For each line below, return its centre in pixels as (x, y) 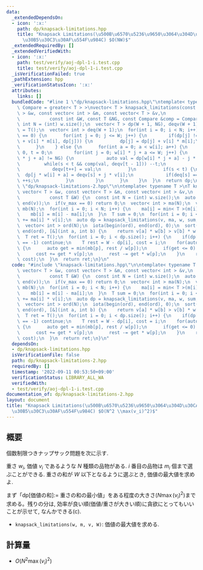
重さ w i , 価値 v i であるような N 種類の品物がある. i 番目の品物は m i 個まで (97, 467)
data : (13, 12)
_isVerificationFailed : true (48, 74)
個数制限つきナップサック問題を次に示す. (57, 453)
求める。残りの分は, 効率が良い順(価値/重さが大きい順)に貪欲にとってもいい (100, 503)
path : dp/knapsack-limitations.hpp (62, 29)
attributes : (27, 91)
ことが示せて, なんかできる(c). (44, 511)
